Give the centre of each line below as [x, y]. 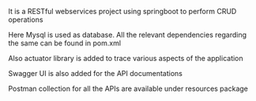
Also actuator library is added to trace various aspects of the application [126, 58]
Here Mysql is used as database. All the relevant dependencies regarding [128, 35]
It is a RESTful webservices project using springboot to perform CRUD [122, 11]
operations [26, 20]
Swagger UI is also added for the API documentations [96, 73]
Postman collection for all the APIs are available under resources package [128, 88]
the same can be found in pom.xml [64, 43]
